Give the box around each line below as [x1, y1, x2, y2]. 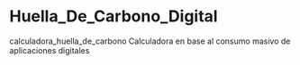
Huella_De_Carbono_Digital [9, 6, 218, 27]
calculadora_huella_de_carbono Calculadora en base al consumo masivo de [9, 36, 291, 46]
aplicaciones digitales [9, 45, 90, 55]
